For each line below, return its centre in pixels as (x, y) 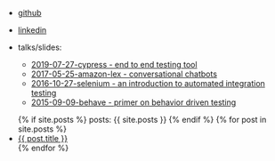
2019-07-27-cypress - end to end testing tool (114, 64)
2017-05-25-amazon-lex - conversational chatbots (124, 74)
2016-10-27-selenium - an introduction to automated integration (148, 83)
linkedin (32, 30)
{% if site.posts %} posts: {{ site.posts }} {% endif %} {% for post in (142, 120)
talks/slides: (40, 47)
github (29, 13)
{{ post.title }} (43, 138)
